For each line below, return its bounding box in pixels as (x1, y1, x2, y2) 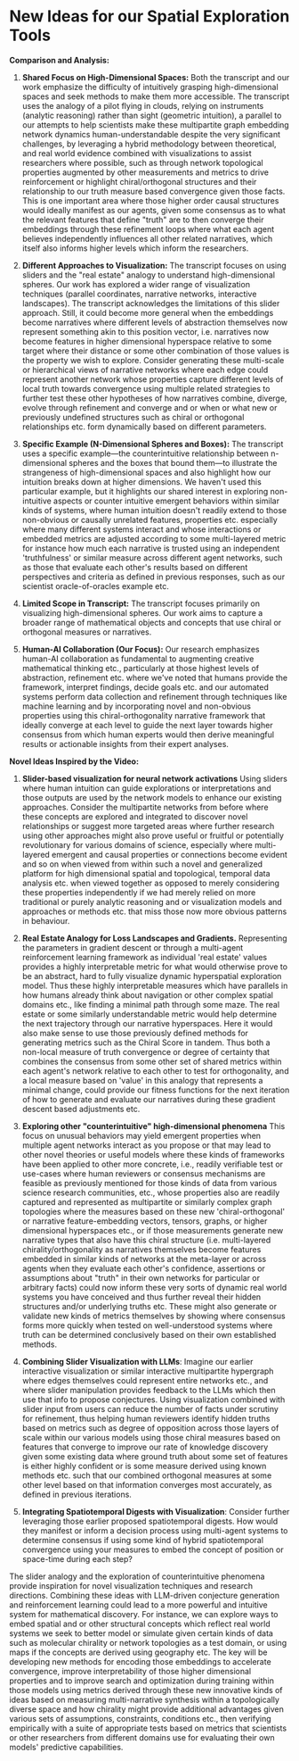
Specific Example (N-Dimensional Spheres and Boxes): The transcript (21, 438, 284, 449)
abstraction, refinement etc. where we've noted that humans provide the (21, 672, 288, 683)
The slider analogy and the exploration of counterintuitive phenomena (9, 1571, 265, 1582)
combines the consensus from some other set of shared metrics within (21, 1056, 282, 1067)
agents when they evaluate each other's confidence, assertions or (21, 1263, 265, 1274)
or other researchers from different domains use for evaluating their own (9, 1732, 275, 1742)
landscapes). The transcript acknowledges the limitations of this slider (21, 297, 280, 309)
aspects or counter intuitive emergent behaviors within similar (53, 495, 280, 506)
